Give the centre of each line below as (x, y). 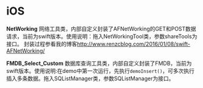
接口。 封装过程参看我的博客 (42, 44)
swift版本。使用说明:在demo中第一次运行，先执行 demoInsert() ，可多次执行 (100, 70)
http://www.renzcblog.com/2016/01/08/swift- (133, 44)
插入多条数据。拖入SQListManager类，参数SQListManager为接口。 (90, 78)
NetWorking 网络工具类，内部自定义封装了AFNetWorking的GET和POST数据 (101, 29)
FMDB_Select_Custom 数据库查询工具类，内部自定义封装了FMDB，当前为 (99, 63)
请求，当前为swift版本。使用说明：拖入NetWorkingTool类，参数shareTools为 (102, 36)
